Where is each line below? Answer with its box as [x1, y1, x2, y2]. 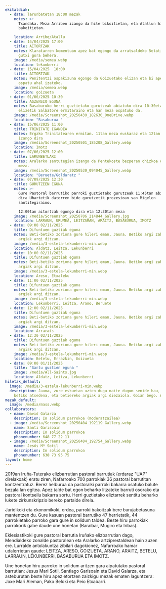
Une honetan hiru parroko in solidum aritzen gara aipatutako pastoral [5, 562, 146, 569]
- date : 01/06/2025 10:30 [9, 94, 63, 99]
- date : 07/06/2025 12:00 [9, 149, 63, 155]
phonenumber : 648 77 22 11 [14, 434, 70, 439]
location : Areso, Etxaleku [14, 273, 70, 278]
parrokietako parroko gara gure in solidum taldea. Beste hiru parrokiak [5, 517, 148, 523]
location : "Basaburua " [14, 117, 63, 122]
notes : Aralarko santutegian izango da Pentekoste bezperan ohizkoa [14, 159, 158, 164]
